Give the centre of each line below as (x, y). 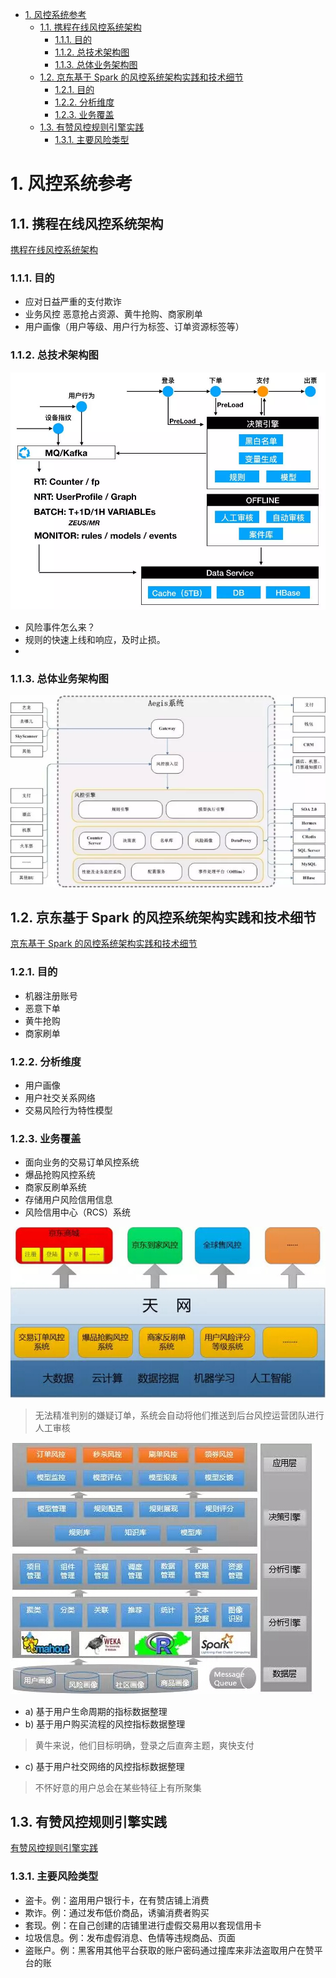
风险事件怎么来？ (60, 627)
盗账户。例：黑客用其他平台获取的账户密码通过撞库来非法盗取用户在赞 (169, 1950)
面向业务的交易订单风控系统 (82, 1162)
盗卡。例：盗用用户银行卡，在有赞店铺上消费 (117, 1900)
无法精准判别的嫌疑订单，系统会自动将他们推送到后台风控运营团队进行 (179, 1415)
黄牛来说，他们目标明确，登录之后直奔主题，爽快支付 (144, 1745)
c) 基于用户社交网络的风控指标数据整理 (104, 1766)
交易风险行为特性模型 (68, 1110)
